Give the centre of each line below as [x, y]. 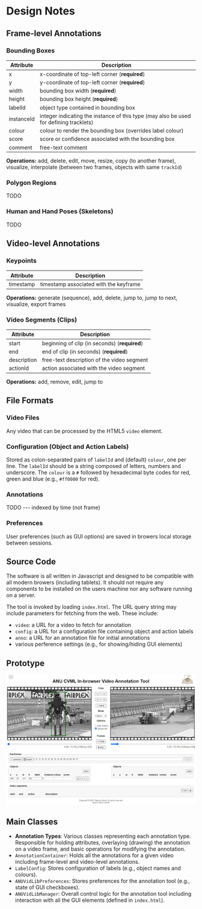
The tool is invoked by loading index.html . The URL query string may [91, 607]
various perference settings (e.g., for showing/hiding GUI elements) [99, 644]
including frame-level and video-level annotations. [77, 862]
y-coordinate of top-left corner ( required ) [93, 82]
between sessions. [29, 543]
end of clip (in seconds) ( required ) [85, 351]
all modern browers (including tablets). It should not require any [85, 583]
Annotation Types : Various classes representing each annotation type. [103, 836]
